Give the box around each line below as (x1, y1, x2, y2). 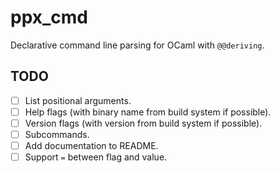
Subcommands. (24, 128, 90, 140)
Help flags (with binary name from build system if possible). (24, 106, 272, 118)
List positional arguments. (24, 94, 132, 106)
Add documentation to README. (24, 140, 159, 151)
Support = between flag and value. (24, 151, 168, 163)
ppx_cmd (10, 6, 88, 29)
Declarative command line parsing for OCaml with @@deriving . (10, 39, 265, 51)
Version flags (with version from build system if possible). (24, 117, 263, 129)
